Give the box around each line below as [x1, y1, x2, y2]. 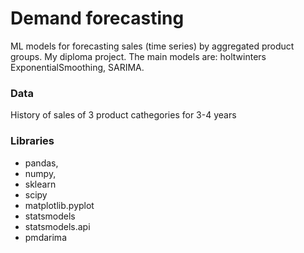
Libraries [10, 134, 55, 148]
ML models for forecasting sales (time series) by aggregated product [10, 40, 295, 52]
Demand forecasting [10, 7, 185, 30]
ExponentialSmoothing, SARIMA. [10, 61, 145, 73]
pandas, [24, 157, 59, 169]
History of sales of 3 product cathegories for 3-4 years [10, 109, 237, 121]
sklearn [24, 178, 57, 190]
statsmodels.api [24, 220, 91, 232]
